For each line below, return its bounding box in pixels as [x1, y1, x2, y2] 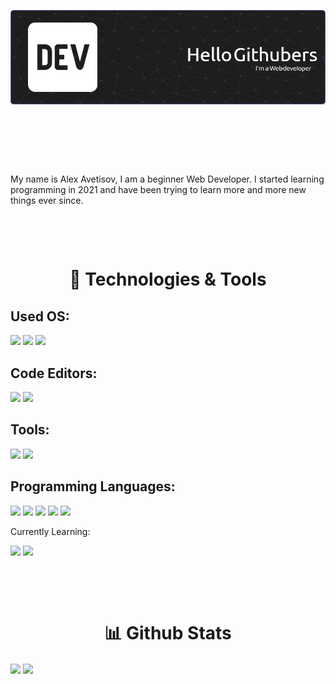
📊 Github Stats [104, 621, 232, 644]
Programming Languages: [10, 478, 176, 495]
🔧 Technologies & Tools [69, 268, 267, 291]
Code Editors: [10, 365, 98, 382]
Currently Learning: [10, 525, 91, 537]
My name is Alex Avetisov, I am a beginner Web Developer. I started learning [10, 173, 325, 185]
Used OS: [10, 308, 70, 325]
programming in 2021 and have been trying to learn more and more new [10, 184, 307, 196]
